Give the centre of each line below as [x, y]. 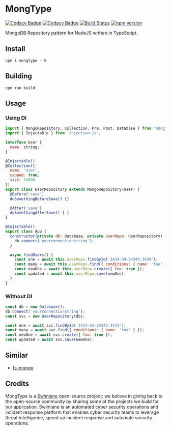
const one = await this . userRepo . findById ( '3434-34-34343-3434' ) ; [86, 260]
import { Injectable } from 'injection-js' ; [53, 133]
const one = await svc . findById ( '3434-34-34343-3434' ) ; [66, 325]
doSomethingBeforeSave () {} [40, 199]
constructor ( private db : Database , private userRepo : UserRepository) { [89, 236]
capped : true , [25, 175]
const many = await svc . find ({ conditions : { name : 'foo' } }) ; [75, 330]
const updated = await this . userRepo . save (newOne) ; [70, 274]
